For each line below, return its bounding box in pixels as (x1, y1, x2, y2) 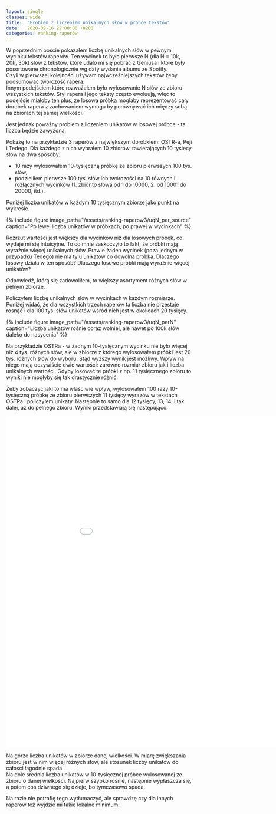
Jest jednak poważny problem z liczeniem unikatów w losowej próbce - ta (6, 121, 186, 128)
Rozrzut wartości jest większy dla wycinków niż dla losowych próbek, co (6, 234, 183, 242)
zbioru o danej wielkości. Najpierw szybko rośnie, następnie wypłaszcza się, (6, 777, 192, 785)
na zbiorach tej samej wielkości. (6, 110, 84, 117)
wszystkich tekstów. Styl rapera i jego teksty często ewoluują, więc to (6, 91, 176, 98)
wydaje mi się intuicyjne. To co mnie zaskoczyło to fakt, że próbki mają (6, 240, 178, 248)
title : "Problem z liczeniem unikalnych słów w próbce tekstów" (6, 19, 170, 25)
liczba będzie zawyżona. (6, 127, 67, 134)
